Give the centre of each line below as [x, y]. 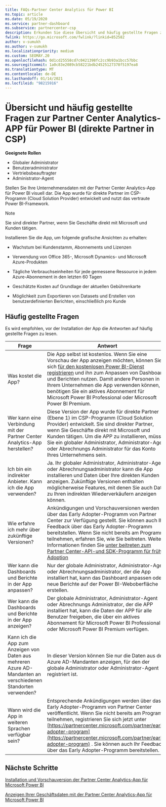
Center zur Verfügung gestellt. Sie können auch [102, 520]
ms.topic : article [24, 14]
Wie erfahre [21, 523]
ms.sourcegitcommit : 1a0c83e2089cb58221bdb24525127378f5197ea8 [72, 65]
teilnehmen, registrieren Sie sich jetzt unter [97, 720]
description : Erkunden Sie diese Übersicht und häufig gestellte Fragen [82, 33]
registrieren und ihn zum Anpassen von [92, 373]
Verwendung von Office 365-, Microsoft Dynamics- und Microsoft [79, 256]
